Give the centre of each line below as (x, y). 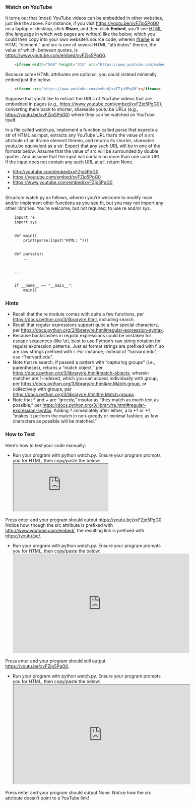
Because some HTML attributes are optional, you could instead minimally (81, 75)
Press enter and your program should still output (55, 661)
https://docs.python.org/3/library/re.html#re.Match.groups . (74, 395)
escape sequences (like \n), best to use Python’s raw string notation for (87, 341)
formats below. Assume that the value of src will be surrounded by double (82, 151)
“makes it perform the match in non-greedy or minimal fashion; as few (85, 416)
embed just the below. (28, 80)
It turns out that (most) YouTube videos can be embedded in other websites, (84, 18)
